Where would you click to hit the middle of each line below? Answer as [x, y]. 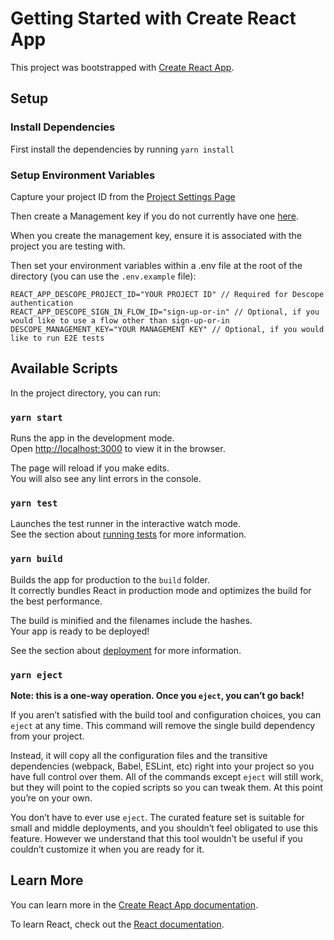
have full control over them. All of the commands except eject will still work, [167, 776]
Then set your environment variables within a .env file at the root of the [156, 265]
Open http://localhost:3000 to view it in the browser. [118, 449]
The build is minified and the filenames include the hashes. [131, 620]
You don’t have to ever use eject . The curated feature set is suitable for [157, 817]
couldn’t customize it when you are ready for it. [107, 849]
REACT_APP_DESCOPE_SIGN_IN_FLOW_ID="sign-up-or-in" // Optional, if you [165, 312]
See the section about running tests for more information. [128, 534]
